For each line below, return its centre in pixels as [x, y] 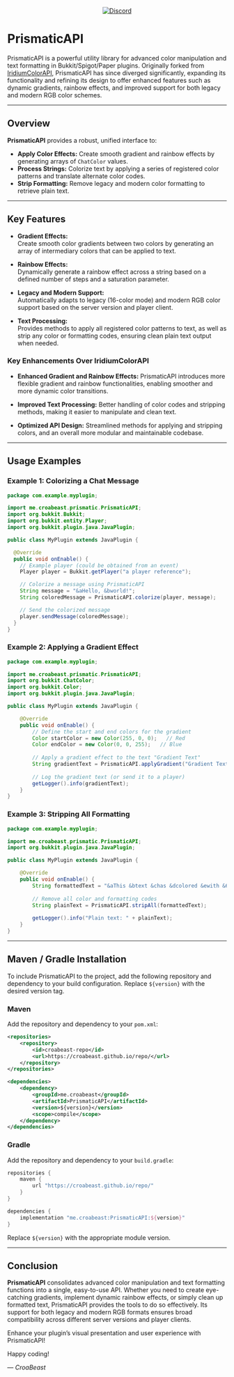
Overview [29, 124]
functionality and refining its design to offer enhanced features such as [109, 80]
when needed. [38, 343]
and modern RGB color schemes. [55, 95]
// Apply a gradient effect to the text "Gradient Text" [116, 758]
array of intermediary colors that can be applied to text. [96, 251]
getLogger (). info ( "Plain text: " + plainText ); [102, 918]
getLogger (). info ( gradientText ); [81, 783]
